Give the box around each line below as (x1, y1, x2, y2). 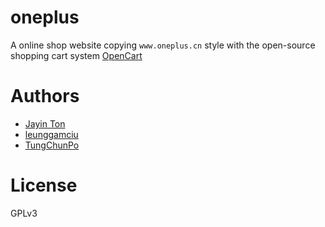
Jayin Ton (24, 117, 66, 130)
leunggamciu (24, 128, 79, 140)
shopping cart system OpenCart (10, 49, 143, 61)
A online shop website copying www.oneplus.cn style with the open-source (10, 39, 316, 51)
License (10, 174, 78, 197)
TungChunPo (24, 139, 80, 151)
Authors (10, 85, 80, 108)
